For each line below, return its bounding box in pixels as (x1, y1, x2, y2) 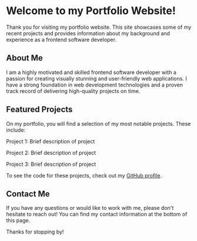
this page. (6, 217, 31, 224)
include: (6, 126, 26, 133)
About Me (6, 53, 43, 63)
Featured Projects (6, 105, 73, 115)
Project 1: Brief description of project (6, 138, 95, 145)
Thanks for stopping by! (6, 228, 64, 236)
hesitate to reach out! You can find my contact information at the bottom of (6, 210, 188, 218)
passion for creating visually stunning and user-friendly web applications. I (6, 75, 187, 82)
